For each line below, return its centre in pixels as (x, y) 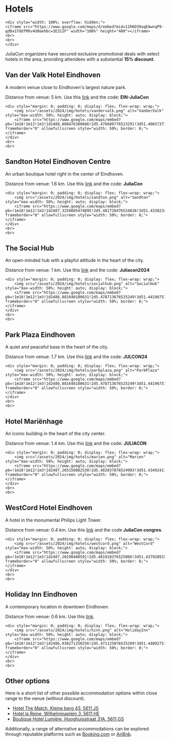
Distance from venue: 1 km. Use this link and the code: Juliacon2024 (77, 270)
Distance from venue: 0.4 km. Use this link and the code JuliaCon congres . (84, 530)
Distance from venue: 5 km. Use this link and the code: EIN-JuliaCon (77, 97)
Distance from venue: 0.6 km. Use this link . (50, 616)
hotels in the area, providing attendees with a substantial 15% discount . (80, 59)
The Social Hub (30, 248)
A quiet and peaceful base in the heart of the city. (57, 347)
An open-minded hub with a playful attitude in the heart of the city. (75, 260)
